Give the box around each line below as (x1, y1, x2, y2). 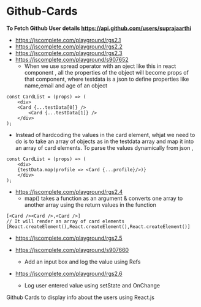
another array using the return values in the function (24, 201, 156, 209)
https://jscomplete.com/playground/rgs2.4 (15, 188, 123, 195)
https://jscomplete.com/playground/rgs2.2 (15, 43, 123, 50)
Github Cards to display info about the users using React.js (6, 294, 155, 301)
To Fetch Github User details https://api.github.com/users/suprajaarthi (6, 24, 192, 32)
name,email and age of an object (24, 81, 108, 89)
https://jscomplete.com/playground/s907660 (15, 246, 129, 253)
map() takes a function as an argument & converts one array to (24, 194, 183, 202)
